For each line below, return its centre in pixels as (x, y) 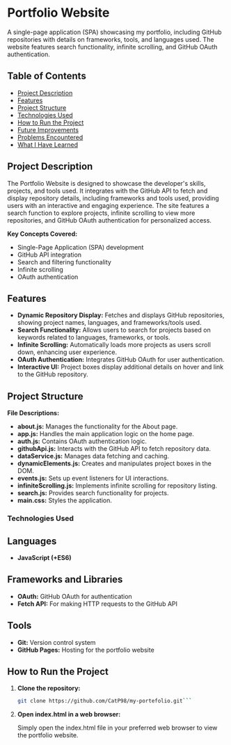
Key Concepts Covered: (42, 234)
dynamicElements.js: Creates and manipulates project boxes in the (114, 463)
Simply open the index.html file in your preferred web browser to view (117, 728)
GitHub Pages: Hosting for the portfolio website (86, 650)
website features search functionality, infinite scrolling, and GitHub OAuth (112, 47)
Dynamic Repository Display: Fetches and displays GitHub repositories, (121, 315)
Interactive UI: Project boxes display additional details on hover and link (120, 367)
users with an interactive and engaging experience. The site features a (109, 205)
